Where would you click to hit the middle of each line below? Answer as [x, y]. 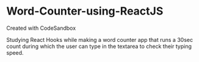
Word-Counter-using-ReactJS [85, 11]
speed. [15, 52]
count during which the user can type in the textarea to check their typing [99, 46]
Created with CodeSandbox [41, 28]
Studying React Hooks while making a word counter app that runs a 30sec [100, 40]
